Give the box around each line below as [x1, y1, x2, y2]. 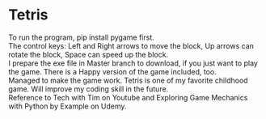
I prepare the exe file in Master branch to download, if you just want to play [8, 58, 259, 68]
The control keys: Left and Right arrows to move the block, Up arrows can [8, 40, 255, 50]
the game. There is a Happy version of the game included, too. [8, 66, 217, 76]
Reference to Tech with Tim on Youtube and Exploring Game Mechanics [8, 92, 248, 102]
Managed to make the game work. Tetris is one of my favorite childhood [8, 75, 248, 85]
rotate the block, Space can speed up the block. [8, 49, 168, 59]
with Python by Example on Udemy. [8, 101, 127, 111]
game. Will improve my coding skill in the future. [8, 83, 169, 94]
